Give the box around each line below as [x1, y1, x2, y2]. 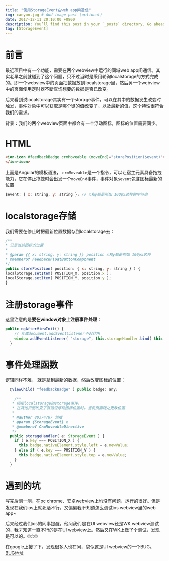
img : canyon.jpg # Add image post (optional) [5, 12, 102, 17]
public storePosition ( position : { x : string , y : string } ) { [5, 266, 141, 271]
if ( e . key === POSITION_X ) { [14, 438, 80, 443]
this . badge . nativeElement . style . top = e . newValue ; [18, 453, 127, 458]
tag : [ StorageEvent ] [5, 26, 49, 31]
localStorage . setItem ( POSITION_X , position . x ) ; [5, 271, 112, 276]
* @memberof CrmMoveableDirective [12, 424, 84, 429]
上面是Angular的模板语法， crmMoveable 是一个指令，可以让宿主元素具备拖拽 [5, 169, 162, 175]
